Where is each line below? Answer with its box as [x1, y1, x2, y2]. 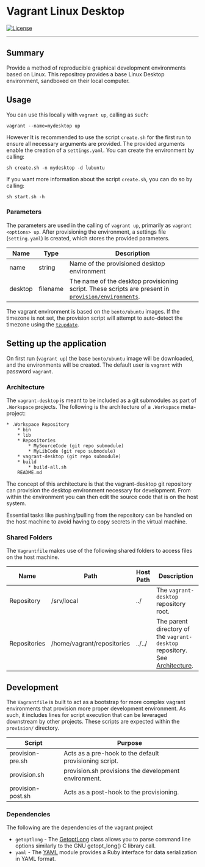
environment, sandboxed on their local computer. [6, 77, 130, 84]
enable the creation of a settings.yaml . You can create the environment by [6, 146, 194, 154]
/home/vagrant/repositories [51, 639, 131, 648]
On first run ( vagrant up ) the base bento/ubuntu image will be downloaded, [6, 354, 194, 362]
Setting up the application [6, 339, 107, 349]
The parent [156, 617, 188, 626]
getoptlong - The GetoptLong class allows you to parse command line [15, 836, 191, 843]
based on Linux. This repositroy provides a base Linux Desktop [6, 70, 165, 77]
